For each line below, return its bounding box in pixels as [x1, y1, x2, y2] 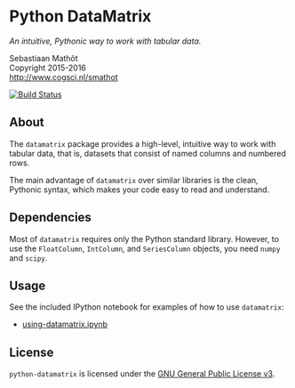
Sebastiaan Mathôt [9, 53, 78, 63]
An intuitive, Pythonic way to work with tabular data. [9, 36, 202, 46]
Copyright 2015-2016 [9, 62, 87, 73]
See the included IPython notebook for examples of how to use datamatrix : [9, 302, 284, 312]
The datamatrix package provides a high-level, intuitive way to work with [9, 138, 276, 149]
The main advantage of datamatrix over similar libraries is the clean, [9, 174, 259, 185]
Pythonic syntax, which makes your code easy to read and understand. [9, 184, 270, 195]
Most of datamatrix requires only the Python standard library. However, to [9, 233, 280, 244]
